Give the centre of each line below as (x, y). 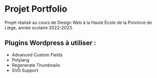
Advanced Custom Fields (37, 55)
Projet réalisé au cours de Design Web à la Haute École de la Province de (78, 22)
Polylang (21, 60)
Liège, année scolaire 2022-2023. (39, 27)
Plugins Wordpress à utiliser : (51, 43)
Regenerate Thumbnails (36, 65)
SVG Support (25, 70)
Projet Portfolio (36, 9)
